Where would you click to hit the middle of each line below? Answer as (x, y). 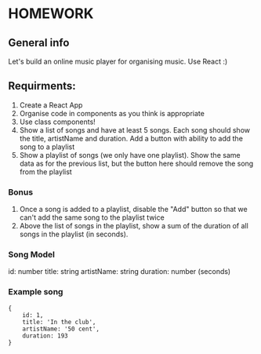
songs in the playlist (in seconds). (74, 234)
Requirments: (42, 86)
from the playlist (45, 172)
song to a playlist (47, 147)
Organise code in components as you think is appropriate (112, 113)
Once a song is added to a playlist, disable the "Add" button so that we (134, 210)
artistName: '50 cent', (61, 329)
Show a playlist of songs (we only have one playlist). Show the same (130, 155)
